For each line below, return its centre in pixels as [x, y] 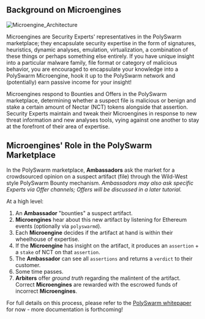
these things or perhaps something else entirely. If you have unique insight [100, 56]
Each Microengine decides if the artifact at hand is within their [94, 232]
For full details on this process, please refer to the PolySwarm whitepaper [99, 302]
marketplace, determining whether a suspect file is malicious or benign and [101, 100]
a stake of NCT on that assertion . [58, 252]
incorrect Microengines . [46, 291]
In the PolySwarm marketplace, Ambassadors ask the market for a [91, 170]
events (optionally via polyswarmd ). [58, 226]
